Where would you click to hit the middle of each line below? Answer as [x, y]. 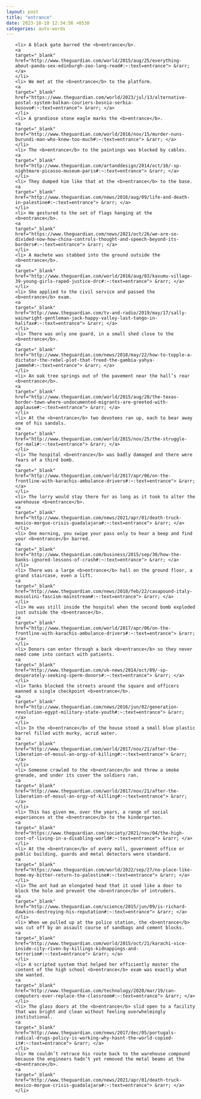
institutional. [34, 1017]
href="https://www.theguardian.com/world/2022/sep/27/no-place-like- [104, 870]
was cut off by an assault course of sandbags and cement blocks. [100, 928]
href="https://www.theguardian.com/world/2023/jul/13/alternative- [101, 98]
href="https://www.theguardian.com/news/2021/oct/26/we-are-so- [97, 234]
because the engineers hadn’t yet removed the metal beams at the [100, 1059]
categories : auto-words [36, 29]
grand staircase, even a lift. [54, 576]
